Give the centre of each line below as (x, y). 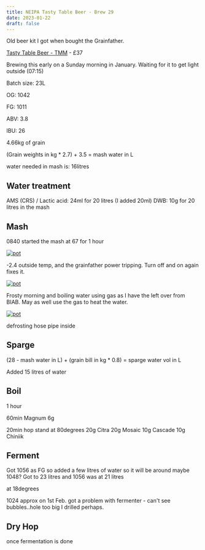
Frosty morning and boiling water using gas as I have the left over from (96, 295)
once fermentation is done (40, 541)
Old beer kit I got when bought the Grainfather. (65, 41)
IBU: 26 (16, 131)
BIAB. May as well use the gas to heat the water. (67, 302)
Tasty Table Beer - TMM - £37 (44, 53)
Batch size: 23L (26, 83)
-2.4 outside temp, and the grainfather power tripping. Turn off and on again (102, 265)
